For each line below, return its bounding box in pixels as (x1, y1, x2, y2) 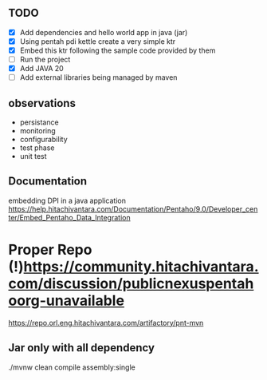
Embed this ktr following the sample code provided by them (19, 46, 216, 55)
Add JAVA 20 (19, 64, 64, 73)
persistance (19, 117, 59, 127)
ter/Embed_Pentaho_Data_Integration (8, 212, 131, 222)
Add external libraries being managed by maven (19, 73, 178, 82)
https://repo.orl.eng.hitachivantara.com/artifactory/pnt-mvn (8, 318, 204, 327)
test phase (19, 143, 55, 152)
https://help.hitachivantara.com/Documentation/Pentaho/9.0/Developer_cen (8, 204, 258, 214)
